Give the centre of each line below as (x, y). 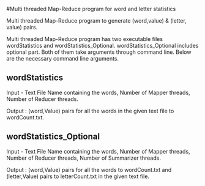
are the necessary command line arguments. (63, 58)
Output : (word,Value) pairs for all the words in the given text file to (90, 111)
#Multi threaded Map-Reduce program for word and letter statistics (91, 9)
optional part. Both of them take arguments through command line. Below (99, 52)
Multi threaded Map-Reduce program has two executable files (85, 39)
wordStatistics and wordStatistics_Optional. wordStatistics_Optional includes (102, 46)
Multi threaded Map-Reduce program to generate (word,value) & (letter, (96, 20)
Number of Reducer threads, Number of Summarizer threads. (84, 158)
